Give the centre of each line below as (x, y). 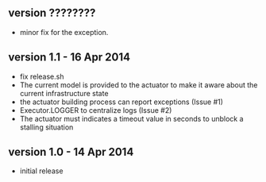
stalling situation (46, 127)
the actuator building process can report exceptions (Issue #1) (121, 102)
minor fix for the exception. (64, 32)
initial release (41, 171)
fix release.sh (42, 76)
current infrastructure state (64, 93)
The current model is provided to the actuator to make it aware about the (139, 85)
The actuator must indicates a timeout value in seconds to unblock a (131, 118)
